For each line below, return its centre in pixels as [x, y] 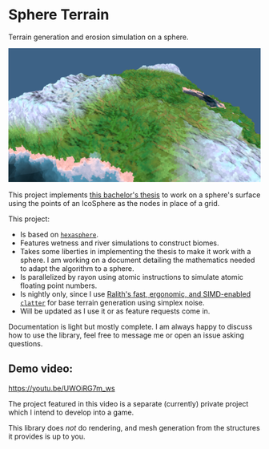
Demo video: [41, 369]
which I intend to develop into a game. [71, 412]
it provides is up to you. [47, 436]
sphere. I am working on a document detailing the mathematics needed [137, 260]
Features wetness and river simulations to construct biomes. [119, 243]
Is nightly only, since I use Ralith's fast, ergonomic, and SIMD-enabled [135, 293]
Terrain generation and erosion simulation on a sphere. [99, 37]
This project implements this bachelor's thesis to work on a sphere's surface [134, 195]
